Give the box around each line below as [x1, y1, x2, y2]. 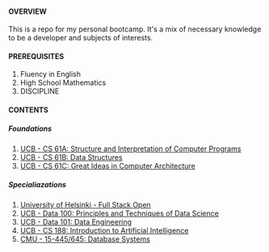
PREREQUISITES [8, 51, 65, 61]
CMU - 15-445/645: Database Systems [19, 234, 151, 244]
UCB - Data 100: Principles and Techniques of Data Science [19, 208, 220, 218]
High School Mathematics [19, 78, 107, 88]
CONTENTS [8, 105, 48, 115]
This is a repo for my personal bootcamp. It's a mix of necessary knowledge [8, 24, 262, 34]
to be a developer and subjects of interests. [8, 33, 153, 43]
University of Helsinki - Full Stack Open [19, 199, 151, 209]
